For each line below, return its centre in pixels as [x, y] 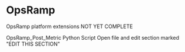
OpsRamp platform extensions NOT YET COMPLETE [70, 26]
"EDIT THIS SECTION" [33, 44]
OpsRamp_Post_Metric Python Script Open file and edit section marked [93, 37]
